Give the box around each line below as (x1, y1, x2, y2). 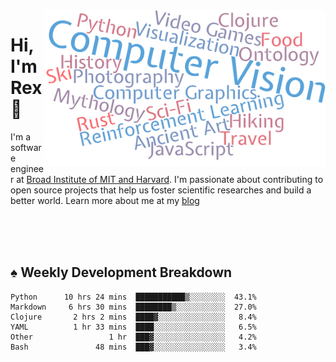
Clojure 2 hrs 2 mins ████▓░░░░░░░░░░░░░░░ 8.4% (10, 312, 257, 322)
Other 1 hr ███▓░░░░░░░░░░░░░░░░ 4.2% (10, 332, 257, 342)
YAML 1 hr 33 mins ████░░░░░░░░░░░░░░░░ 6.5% (10, 322, 257, 332)
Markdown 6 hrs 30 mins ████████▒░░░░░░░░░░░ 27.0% (10, 302, 257, 312)
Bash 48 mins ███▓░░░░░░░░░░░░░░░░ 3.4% (10, 342, 257, 352)
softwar (10, 141, 42, 153)
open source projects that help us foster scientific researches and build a (10, 184, 312, 196)
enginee (10, 162, 45, 174)
